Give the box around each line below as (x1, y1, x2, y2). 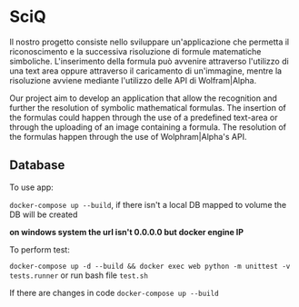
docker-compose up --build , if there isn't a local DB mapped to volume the (9, 199, 287, 210)
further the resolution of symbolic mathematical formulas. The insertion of (9, 102, 286, 113)
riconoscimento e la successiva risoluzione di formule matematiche (9, 45, 262, 56)
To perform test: (9, 243, 70, 255)
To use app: (9, 182, 55, 193)
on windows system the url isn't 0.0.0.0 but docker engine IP (9, 226, 244, 237)
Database (9, 157, 65, 173)
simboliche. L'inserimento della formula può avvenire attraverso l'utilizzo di (9, 55, 289, 66)
